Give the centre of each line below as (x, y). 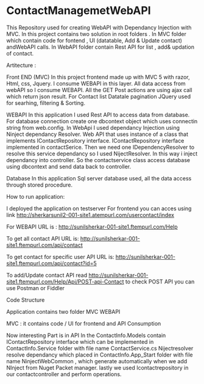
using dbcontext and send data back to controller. (69, 166)
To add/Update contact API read (47, 275)
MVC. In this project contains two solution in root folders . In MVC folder (97, 34)
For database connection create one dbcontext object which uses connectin (102, 121)
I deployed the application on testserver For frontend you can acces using (99, 208)
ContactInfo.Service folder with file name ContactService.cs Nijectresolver (100, 348)
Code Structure (26, 300)
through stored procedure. (40, 185)
